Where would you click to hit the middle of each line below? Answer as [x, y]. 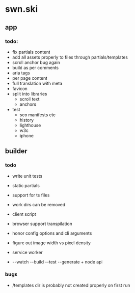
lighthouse [30, 125]
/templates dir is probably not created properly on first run [71, 285]
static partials [26, 185]
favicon [20, 88]
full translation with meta [37, 83]
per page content [30, 78]
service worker [27, 252]
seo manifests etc [37, 115]
